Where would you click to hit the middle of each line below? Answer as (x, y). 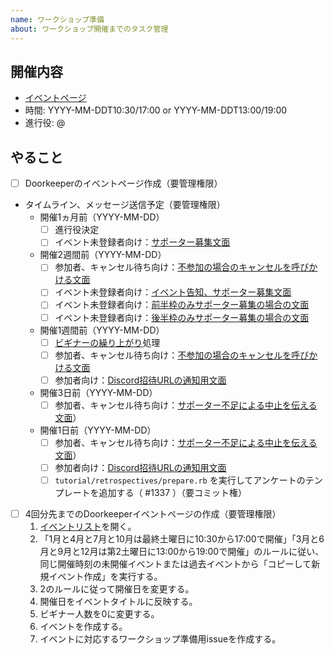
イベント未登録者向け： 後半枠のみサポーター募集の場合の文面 (182, 317)
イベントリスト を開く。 (88, 527)
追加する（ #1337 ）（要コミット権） (173, 492)
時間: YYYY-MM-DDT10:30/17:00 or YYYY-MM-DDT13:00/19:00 (156, 110)
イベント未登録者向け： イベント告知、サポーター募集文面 (173, 292)
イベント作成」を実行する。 (105, 577)
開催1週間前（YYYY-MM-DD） (102, 330)
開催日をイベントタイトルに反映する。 (118, 602)
